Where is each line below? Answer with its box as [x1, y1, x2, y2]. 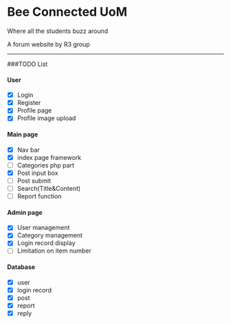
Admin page [7, 208, 43, 216]
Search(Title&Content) [16, 184, 81, 192]
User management [16, 224, 70, 232]
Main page [7, 130, 38, 138]
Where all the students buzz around [7, 27, 109, 35]
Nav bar [16, 146, 40, 154]
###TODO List [7, 60, 48, 68]
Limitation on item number [16, 246, 91, 255]
